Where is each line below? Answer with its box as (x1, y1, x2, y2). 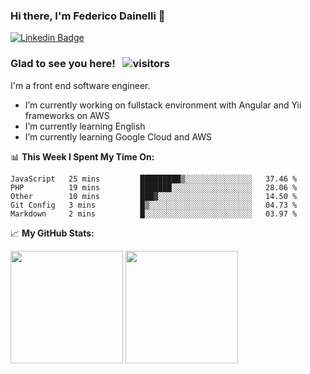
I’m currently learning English (24, 120, 146, 132)
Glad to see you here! (10, 57, 116, 71)
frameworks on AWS (24, 109, 110, 121)
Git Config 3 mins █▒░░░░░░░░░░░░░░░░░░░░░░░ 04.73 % (10, 200, 298, 210)
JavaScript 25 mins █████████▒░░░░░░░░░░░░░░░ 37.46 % (10, 174, 298, 184)
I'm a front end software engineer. (10, 79, 151, 91)
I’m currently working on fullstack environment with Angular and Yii (24, 99, 302, 111)
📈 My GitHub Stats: (10, 227, 95, 239)
